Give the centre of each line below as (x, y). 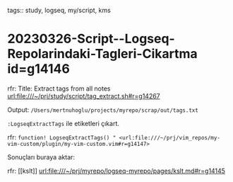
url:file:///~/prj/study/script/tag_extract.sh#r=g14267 (84, 96)
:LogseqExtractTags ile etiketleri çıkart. (64, 123)
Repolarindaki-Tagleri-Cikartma (102, 54)
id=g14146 (39, 69)
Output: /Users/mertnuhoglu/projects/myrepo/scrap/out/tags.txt (103, 110)
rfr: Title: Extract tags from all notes (59, 89)
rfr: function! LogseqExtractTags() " (62, 137)
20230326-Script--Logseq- (91, 39)
